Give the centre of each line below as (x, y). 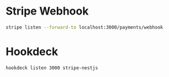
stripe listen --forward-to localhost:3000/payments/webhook (85, 27)
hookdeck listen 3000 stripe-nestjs (52, 68)
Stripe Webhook (47, 11)
